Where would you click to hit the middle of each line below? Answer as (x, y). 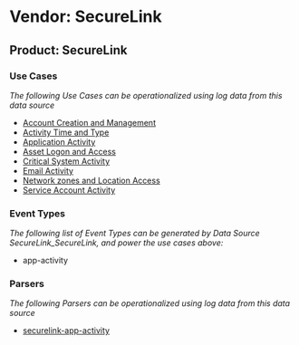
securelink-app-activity (66, 331)
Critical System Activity (66, 161)
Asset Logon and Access (69, 151)
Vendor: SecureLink (86, 17)
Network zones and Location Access (91, 180)
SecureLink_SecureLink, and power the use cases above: (116, 243)
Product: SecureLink (68, 50)
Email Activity (48, 170)
